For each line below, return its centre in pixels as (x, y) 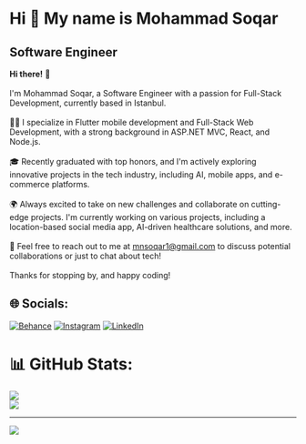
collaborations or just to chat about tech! (86, 256)
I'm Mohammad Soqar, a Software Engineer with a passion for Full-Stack (146, 93)
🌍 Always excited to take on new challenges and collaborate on (129, 204)
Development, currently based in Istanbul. (88, 103)
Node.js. (25, 141)
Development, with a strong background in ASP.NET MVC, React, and (140, 132)
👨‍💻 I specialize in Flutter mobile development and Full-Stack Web (132, 122)
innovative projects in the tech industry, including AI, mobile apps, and (141, 175)
